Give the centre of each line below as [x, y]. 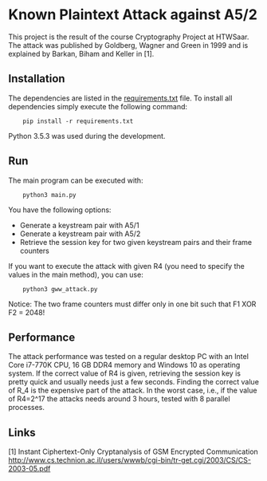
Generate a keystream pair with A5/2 [80, 234]
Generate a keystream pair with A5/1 [79, 225]
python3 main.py [50, 195]
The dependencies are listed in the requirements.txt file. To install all [120, 98]
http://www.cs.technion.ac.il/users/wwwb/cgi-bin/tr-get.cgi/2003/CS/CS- [130, 460]
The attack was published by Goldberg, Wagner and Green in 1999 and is [128, 45]
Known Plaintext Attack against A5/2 [133, 15]
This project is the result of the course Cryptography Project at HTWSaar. [129, 37]
